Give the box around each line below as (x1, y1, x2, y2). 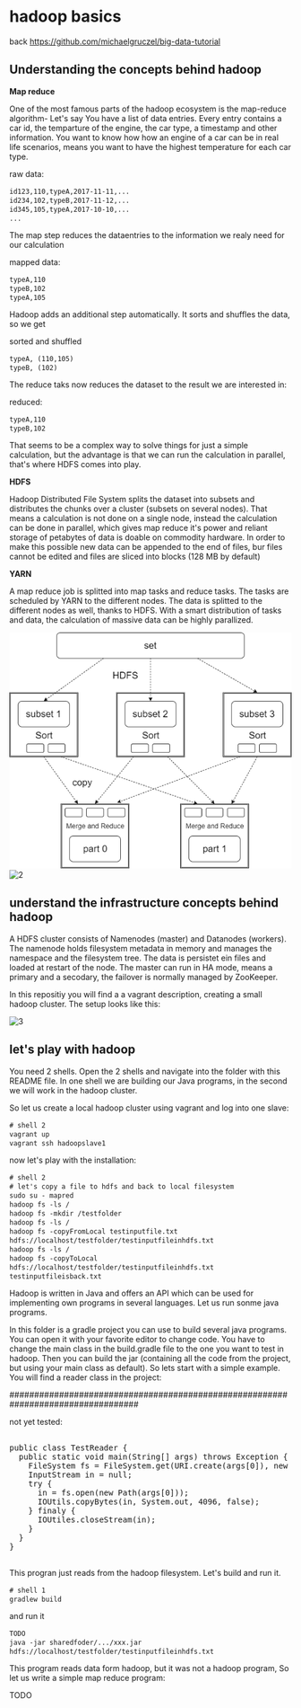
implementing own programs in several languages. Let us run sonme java (9, 1296, 279, 1308)
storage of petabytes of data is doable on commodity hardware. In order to (9, 532, 286, 543)
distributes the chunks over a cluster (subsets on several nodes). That (9, 503, 268, 514)
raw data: (9, 168, 45, 179)
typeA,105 (9, 293, 47, 302)
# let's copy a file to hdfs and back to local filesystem (9, 1181, 235, 1191)
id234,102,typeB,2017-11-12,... (9, 196, 130, 205)
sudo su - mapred (9, 1190, 74, 1200)
